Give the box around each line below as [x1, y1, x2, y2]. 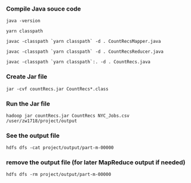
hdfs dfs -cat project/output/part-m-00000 [6, 145, 114, 151]
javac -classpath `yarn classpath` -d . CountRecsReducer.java [6, 49, 164, 55]
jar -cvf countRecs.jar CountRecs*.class [6, 86, 109, 92]
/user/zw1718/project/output [6, 118, 77, 124]
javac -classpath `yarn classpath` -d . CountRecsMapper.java [6, 39, 161, 45]
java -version [6, 18, 41, 24]
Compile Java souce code [6, 5, 81, 13]
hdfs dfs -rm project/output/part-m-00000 [6, 172, 111, 178]
